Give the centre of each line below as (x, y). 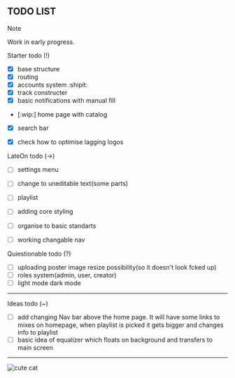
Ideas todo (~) (28, 303)
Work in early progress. (41, 42)
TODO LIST (32, 12)
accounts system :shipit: (52, 85)
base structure (38, 68)
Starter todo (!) (29, 55)
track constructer (42, 93)
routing (28, 77)
